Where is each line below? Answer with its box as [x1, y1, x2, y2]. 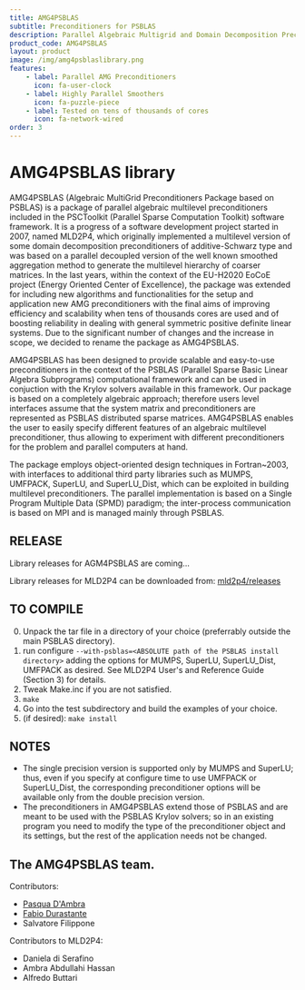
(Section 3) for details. [22, 674, 107, 685]
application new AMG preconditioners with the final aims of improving [9, 298, 271, 309]
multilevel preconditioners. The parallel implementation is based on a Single [9, 488, 292, 499]
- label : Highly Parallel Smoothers [25, 89, 165, 98]
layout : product [9, 47, 71, 56]
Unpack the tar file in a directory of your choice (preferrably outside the [22, 626, 291, 637]
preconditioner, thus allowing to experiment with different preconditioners [9, 431, 285, 442]
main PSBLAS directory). [22, 635, 115, 646]
